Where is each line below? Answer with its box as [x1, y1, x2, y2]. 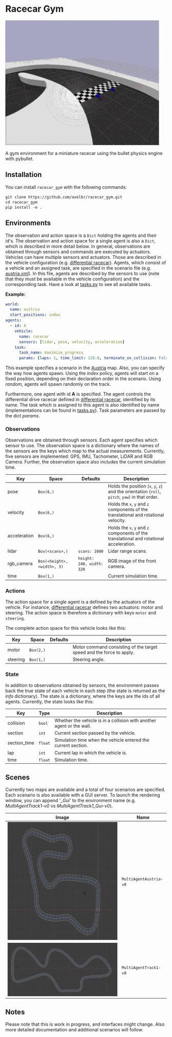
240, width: [78, 561, 103, 567]
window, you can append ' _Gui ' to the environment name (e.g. [5, 798, 136, 804]
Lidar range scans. [107, 548, 147, 554]
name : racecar [18, 334, 50, 339]
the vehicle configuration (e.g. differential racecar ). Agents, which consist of [5, 259, 166, 266]
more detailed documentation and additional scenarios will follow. [5, 1027, 143, 1032]
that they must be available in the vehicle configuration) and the [5, 276, 140, 282]
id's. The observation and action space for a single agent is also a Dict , [5, 237, 156, 244]
